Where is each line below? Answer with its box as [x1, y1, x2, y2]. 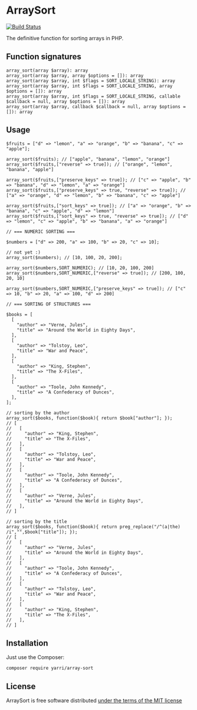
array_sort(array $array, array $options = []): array [6, 72, 144, 79]
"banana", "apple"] [6, 166, 54, 172]
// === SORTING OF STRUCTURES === [6, 301, 91, 307]
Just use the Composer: [6, 654, 65, 661]
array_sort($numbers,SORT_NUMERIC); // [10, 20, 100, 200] [6, 264, 155, 271]
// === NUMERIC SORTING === [6, 228, 75, 234]
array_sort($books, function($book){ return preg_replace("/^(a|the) [6, 524, 181, 530]
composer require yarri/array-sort [6, 665, 94, 672]
